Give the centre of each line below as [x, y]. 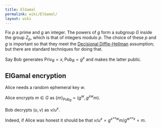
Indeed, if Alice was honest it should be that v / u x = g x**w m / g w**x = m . [76, 120]
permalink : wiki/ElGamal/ [31, 14]
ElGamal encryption [36, 76]
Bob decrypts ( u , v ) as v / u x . [33, 109]
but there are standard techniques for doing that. [54, 49]
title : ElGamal [20, 9]
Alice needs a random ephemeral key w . [45, 88]
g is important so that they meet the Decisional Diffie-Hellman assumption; [80, 44]
